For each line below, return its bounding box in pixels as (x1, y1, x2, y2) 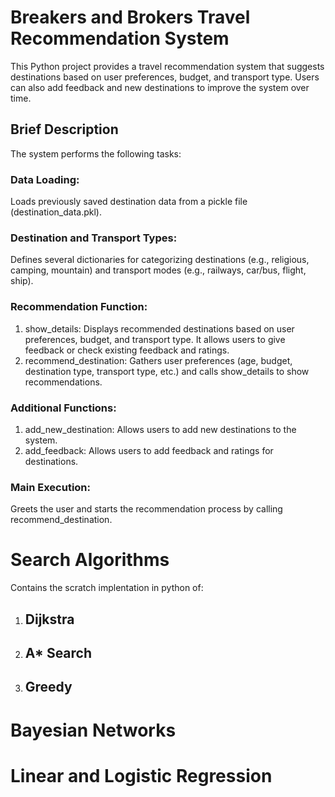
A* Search (24, 644, 93, 661)
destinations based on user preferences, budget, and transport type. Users (10, 71, 320, 83)
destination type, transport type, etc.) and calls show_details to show (24, 365, 310, 377)
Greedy (24, 679, 73, 696)
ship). (10, 275, 34, 287)
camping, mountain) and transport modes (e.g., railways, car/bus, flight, (10, 264, 307, 276)
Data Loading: (10, 172, 80, 186)
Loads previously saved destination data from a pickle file (10, 196, 248, 208)
